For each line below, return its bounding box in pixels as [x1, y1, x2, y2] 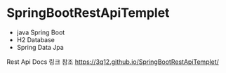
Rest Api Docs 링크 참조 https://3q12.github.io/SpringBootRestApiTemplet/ [6, 58, 219, 66]
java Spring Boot [16, 28, 65, 36]
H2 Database [16, 35, 55, 44]
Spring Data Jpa [16, 43, 64, 51]
